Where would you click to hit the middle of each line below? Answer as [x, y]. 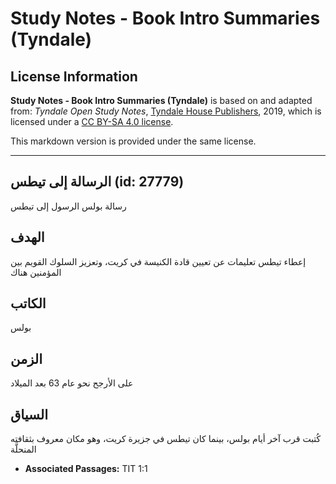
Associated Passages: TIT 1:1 [86, 469]
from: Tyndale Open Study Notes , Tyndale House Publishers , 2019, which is [166, 111]
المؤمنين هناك [36, 272]
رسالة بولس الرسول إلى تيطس [68, 206]
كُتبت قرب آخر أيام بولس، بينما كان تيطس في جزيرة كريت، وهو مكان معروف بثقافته [166, 439]
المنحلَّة [23, 449]
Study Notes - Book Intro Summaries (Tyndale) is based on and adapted [161, 100]
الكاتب [28, 303]
